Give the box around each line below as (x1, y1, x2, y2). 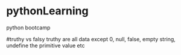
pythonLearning (6, 4, 89, 18)
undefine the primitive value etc (6, 42, 85, 49)
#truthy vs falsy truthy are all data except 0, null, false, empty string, (6, 35, 176, 42)
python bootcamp (6, 24, 51, 31)
